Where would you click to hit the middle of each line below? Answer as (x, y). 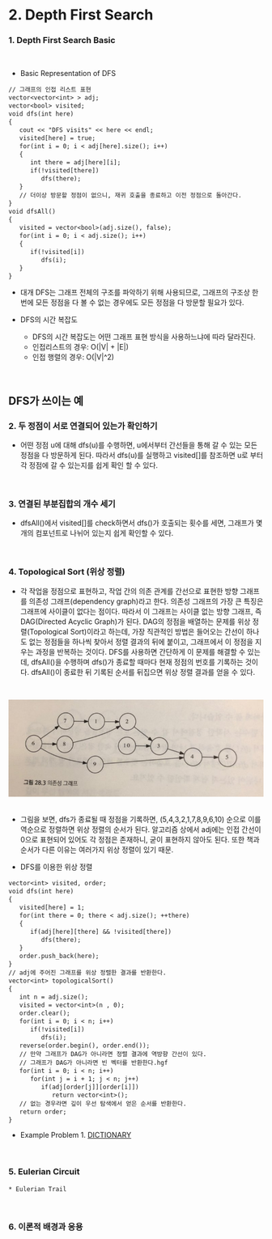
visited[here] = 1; (52, 907)
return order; (43, 1112)
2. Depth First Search (81, 15)
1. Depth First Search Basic (62, 40)
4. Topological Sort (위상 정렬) (67, 572)
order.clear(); (45, 1013)
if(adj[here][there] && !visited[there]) (101, 931)
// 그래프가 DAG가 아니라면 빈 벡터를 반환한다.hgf (93, 1063)
